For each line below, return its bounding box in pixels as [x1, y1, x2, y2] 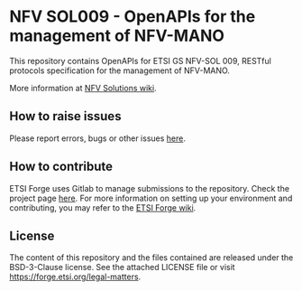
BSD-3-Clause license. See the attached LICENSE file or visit [9, 262, 236, 273]
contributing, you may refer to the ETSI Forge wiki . [9, 202, 197, 213]
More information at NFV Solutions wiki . [9, 82, 157, 93]
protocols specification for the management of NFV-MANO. [9, 65, 230, 76]
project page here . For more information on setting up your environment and [9, 192, 293, 203]
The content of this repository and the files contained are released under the [9, 252, 294, 263]
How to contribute [9, 159, 114, 174]
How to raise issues [9, 108, 122, 124]
